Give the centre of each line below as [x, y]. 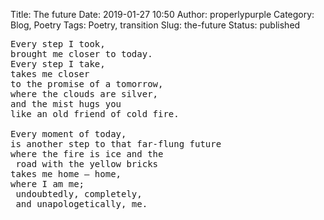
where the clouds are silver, [84, 94]
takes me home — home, [66, 174]
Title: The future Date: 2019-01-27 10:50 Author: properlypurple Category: [162, 14]
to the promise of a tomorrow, [87, 84]
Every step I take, [58, 64]
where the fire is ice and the [87, 154]
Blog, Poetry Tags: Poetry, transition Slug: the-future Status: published [155, 25]
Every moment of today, [68, 134]
